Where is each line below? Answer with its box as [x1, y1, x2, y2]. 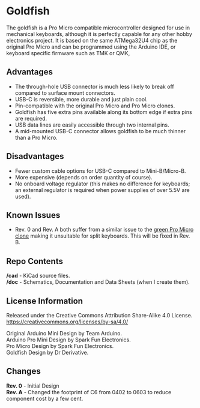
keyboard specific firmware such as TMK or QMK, [6, 49, 130, 56]
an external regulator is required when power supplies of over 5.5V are [14, 186, 190, 193]
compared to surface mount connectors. [14, 89, 115, 97]
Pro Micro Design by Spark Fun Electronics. [6, 343, 114, 349]
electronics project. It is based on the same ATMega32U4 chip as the [6, 37, 178, 44]
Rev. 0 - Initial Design [6, 382, 59, 389]
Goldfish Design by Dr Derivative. [6, 349, 89, 356]
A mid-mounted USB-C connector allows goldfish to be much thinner [14, 127, 186, 134]
